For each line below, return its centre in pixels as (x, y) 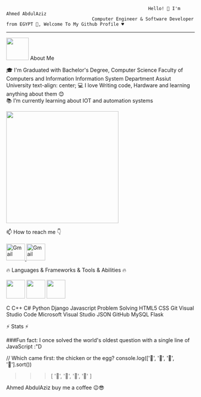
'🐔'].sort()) (19, 364)
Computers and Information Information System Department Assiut (89, 79)
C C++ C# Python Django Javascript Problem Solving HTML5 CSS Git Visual (100, 308)
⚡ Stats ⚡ (17, 326)
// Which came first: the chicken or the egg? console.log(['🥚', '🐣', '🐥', (90, 358)
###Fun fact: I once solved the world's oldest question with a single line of (98, 340)
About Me (42, 58)
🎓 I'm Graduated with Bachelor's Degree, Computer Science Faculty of (95, 70)
